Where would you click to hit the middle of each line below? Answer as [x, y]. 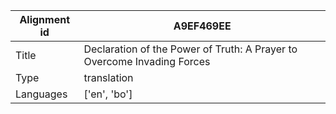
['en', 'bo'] [108, 94]
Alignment [45, 19]
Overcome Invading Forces [147, 61]
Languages [41, 94]
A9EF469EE [202, 26]
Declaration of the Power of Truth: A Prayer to [190, 49]
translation [108, 77]
